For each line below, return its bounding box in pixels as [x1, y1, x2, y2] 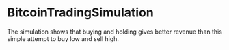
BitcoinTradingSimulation [7, 5, 154, 21]
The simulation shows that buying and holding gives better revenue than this [7, 27, 222, 36]
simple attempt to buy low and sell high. [7, 34, 120, 42]
